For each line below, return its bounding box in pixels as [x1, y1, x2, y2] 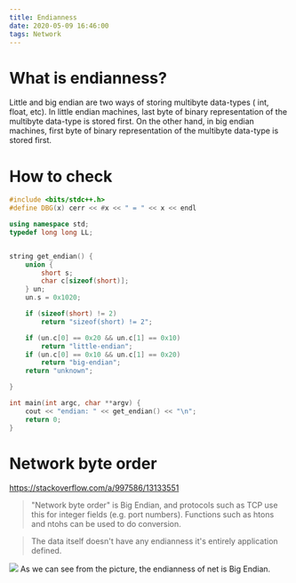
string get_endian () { [9, 252, 93, 260]
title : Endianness [9, 12, 77, 22]
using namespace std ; [9, 220, 90, 228]
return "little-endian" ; [41, 341, 133, 351]
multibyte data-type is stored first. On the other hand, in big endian [9, 116, 255, 127]
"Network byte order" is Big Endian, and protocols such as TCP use [30, 499, 278, 511]
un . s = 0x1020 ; [25, 293, 82, 302]
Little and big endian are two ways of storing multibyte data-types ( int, [9, 97, 269, 108]
